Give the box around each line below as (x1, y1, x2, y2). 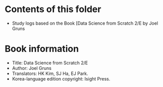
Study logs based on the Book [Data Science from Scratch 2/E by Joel (12, 20, 158, 26)
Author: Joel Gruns (12, 65, 51, 71)
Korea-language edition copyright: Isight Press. (12, 75, 111, 81)
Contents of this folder (5, 4, 101, 15)
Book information (5, 43, 79, 55)
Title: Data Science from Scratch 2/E (12, 59, 88, 66)
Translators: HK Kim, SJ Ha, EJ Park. (12, 70, 89, 76)
